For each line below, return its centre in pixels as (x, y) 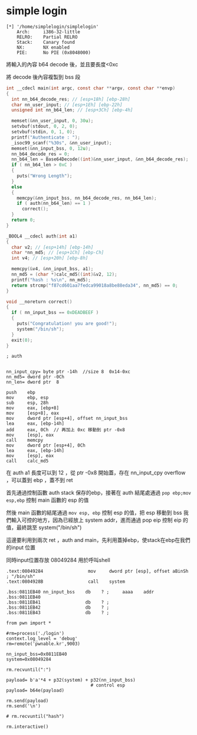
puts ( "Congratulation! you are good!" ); (67, 324)
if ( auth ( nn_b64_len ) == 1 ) (54, 203)
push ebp (21, 393)
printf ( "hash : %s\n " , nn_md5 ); (51, 280)
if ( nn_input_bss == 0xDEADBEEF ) (55, 313)
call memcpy (25, 440)
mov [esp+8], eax (33, 413)
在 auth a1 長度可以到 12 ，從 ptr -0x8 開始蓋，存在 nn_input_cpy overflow (96, 473)
